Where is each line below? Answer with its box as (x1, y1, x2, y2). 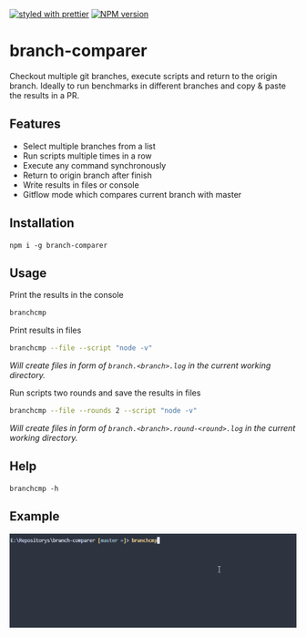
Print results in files (9, 324, 82, 336)
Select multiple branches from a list (22, 140, 157, 151)
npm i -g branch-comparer (9, 241, 107, 250)
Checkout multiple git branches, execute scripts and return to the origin (9, 70, 278, 81)
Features (9, 117, 61, 132)
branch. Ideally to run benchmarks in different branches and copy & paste (9, 80, 287, 91)
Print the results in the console (9, 290, 125, 301)
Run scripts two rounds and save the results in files (9, 387, 201, 398)
